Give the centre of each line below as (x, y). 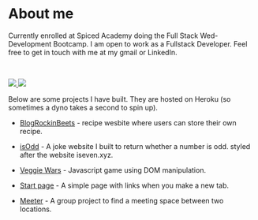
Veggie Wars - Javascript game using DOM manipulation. (113, 170)
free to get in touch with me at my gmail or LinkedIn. (93, 52)
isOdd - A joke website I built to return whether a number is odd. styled (135, 146)
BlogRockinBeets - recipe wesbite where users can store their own (128, 122)
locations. (36, 209)
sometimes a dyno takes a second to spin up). (83, 107)
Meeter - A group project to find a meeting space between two (122, 200)
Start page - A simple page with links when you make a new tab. (124, 185)
